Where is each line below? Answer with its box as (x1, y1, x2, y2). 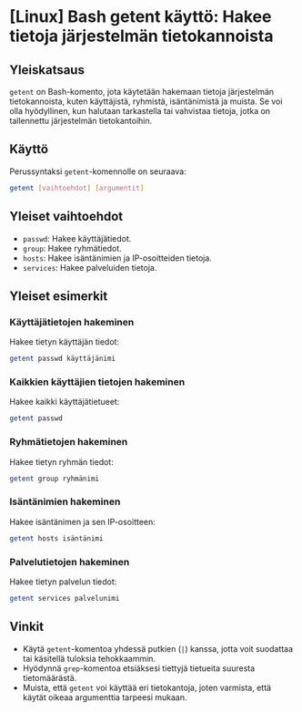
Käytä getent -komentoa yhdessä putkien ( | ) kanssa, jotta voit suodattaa (22, 643, 294, 654)
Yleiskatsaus (9, 62, 85, 77)
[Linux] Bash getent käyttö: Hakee (9, 6, 272, 27)
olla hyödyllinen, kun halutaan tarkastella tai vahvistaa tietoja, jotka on (9, 106, 271, 116)
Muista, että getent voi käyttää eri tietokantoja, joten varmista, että (22, 682, 271, 693)
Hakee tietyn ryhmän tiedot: (9, 456, 114, 467)
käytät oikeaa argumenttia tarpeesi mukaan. (22, 691, 188, 703)
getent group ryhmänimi (9, 474, 100, 483)
